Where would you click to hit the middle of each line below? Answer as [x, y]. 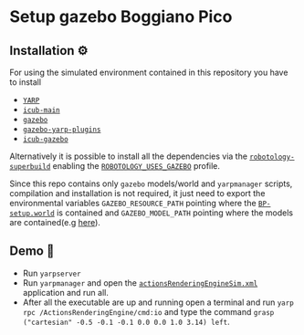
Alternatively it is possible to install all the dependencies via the [129, 156]
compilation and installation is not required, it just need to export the [137, 193]
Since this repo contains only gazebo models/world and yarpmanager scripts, [151, 183]
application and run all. [66, 292]
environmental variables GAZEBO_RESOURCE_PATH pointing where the [133, 203]
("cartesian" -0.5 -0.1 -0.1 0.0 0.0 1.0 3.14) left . [126, 321]
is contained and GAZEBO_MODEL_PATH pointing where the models [175, 213]
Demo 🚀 [32, 251]
